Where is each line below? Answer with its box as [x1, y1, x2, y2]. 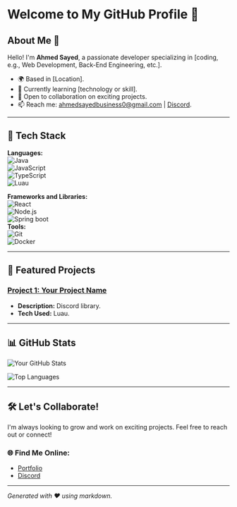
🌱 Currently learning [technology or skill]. [17, 85, 138, 93]
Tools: [7, 222, 26, 231]
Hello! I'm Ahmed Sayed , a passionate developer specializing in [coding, [7, 53, 219, 61]
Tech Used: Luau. [17, 309, 70, 317]
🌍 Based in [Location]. [17, 75, 85, 83]
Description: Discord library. [17, 301, 101, 310]
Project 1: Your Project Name [7, 286, 107, 295]
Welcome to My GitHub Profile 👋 [7, 6, 199, 23]
